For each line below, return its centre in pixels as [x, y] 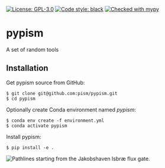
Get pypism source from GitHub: [46, 83]
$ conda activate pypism [37, 126]
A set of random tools [33, 49]
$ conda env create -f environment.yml [55, 121]
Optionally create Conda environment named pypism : [71, 109]
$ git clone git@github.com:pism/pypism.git [62, 93]
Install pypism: [24, 137]
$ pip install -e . [30, 148]
